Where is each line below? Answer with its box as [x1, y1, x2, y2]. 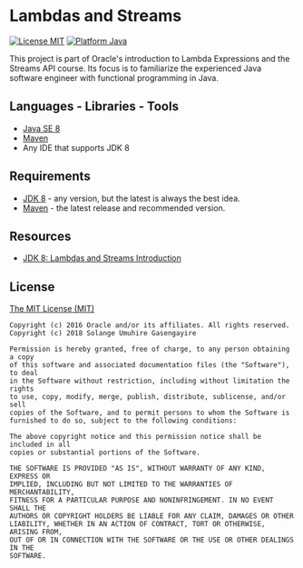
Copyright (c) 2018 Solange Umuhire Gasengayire [9, 329, 197, 338]
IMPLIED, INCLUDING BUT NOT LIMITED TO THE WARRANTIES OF [9, 480, 233, 489]
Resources [9, 228, 72, 244]
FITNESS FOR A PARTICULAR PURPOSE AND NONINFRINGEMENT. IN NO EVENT [9, 496, 274, 505]
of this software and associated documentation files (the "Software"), [9, 361, 290, 370]
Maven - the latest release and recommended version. [22, 202, 226, 214]
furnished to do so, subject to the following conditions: [9, 416, 238, 425]
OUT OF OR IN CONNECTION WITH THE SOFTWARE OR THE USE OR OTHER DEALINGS [9, 535, 295, 545]
